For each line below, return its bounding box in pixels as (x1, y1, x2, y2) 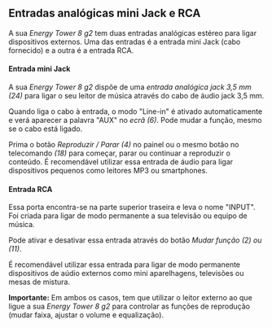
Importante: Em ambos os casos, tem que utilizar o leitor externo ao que (8, 293, 252, 303)
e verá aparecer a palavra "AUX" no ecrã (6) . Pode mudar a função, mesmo (8, 116, 262, 125)
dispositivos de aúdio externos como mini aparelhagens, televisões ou (8, 269, 244, 278)
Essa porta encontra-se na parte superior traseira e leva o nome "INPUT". (8, 203, 256, 212)
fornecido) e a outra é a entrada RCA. (8, 45, 134, 55)
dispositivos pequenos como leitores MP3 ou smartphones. (8, 166, 208, 176)
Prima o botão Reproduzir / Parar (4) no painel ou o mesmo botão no (8, 140, 239, 150)
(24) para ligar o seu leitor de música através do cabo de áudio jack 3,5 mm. (8, 91, 265, 101)
